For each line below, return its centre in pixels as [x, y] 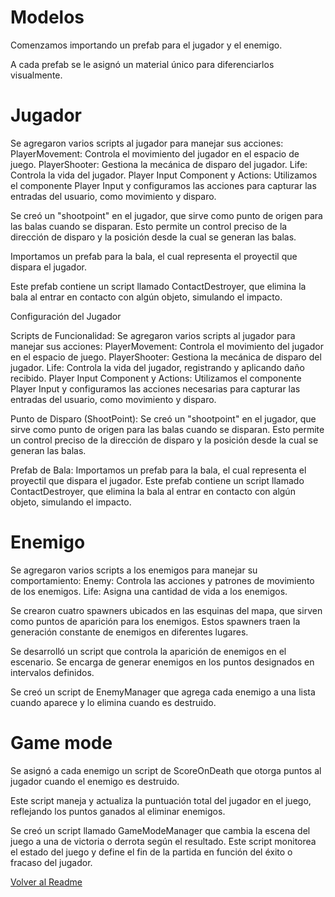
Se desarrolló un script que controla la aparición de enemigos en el [148, 651]
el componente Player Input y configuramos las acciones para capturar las [163, 185]
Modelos [47, 17]
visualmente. [36, 75]
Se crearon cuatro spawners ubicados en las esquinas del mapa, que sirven [166, 610]
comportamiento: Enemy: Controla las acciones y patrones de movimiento [162, 580]
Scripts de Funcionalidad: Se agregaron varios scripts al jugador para [153, 335]
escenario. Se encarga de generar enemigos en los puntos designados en [162, 662]
